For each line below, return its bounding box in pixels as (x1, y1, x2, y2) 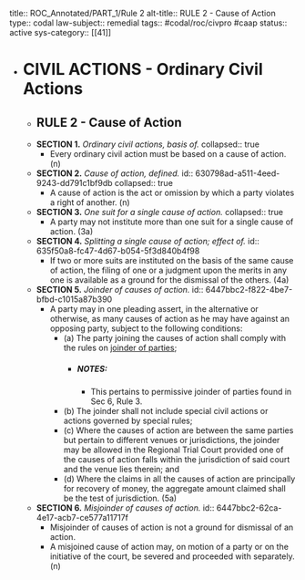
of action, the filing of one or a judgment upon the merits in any (49, 264, 288, 275)
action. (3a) (49, 226, 94, 236)
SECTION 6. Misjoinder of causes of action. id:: (36, 502, 215, 513)
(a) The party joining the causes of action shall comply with (63, 333, 287, 343)
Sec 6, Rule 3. (90, 396, 143, 407)
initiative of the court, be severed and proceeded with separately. (49, 551, 296, 562)
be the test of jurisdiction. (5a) (63, 492, 178, 503)
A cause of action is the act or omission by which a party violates (49, 187, 295, 198)
